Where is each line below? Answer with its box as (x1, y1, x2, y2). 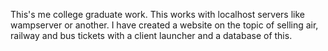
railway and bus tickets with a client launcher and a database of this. (10, 30, 293, 41)
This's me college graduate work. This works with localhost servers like (10, 9, 305, 20)
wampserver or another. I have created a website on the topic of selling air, (10, 19, 319, 31)
